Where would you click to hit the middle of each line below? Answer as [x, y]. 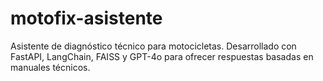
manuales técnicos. [50, 67]
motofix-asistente [86, 18]
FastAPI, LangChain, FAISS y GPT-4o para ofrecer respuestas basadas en [162, 56]
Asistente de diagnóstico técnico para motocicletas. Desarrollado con [153, 46]
